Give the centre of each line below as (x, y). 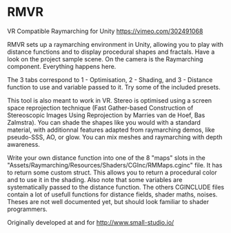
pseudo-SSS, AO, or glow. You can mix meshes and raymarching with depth (115, 137)
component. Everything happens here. (62, 66)
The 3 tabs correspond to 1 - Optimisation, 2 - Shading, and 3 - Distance (110, 79)
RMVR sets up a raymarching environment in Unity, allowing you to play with (115, 44)
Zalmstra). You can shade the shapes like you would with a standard (104, 122)
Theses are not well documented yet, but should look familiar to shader (108, 201)
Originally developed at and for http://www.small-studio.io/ (91, 222)
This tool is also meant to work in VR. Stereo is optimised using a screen (110, 100)
